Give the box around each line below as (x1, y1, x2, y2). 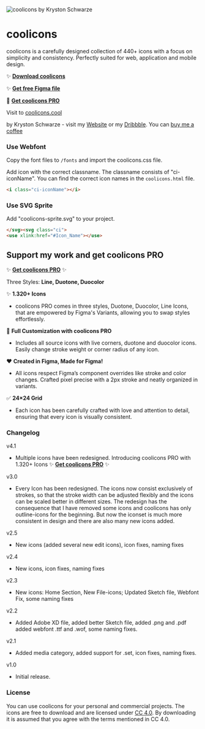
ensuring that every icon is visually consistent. (15, 413, 133, 420)
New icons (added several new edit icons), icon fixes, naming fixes (15, 541, 184, 549)
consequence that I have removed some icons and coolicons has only (15, 505, 192, 512)
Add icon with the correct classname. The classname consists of (6, 169, 170, 176)
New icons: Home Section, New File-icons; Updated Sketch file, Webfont (15, 589, 199, 596)
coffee (6, 127, 23, 134)
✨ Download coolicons (6, 72, 65, 80)
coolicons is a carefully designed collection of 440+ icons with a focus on (6, 47, 193, 55)
